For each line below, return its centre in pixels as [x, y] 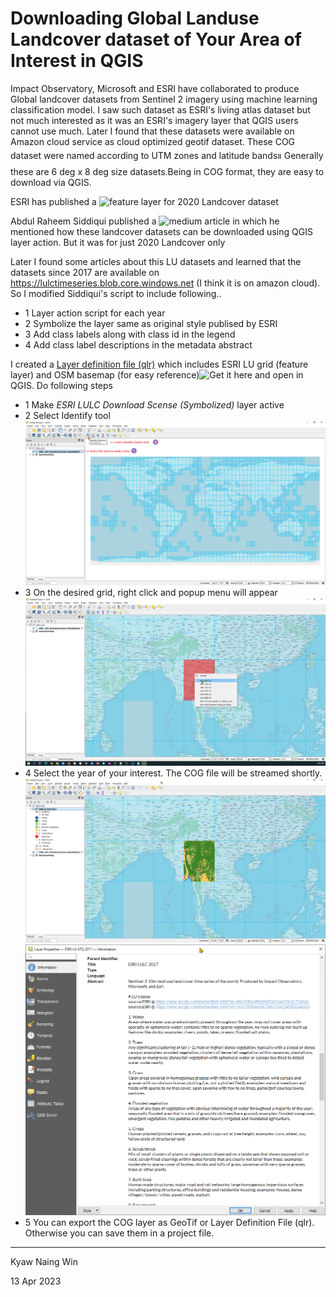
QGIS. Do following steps [61, 385]
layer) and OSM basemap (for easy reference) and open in [157, 374]
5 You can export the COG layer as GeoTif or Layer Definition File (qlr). [169, 1222]
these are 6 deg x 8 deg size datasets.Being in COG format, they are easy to [167, 171]
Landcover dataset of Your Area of [156, 39]
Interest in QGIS [77, 61]
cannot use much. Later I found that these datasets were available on [152, 131]
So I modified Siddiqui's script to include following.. [116, 293]
